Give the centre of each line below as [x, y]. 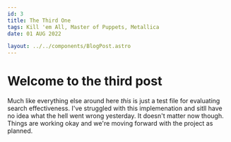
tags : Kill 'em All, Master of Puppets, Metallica [83, 27]
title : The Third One [39, 20]
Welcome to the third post [85, 81]
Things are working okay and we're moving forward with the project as [110, 124]
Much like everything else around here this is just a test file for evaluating [114, 101]
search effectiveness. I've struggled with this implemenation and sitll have [115, 108]
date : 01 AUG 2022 [34, 34]
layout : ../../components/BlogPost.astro [69, 47]
